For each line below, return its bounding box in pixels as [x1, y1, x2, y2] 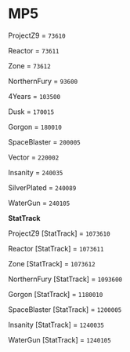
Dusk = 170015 [8, 107, 55, 116]
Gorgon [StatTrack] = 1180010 [8, 289, 103, 299]
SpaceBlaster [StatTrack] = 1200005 [8, 304, 122, 314]
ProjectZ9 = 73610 [8, 31, 66, 40]
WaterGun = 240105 [8, 198, 70, 207]
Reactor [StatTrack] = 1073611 [8, 244, 104, 253]
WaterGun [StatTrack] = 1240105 [8, 335, 111, 344]
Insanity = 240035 [8, 167, 63, 177]
